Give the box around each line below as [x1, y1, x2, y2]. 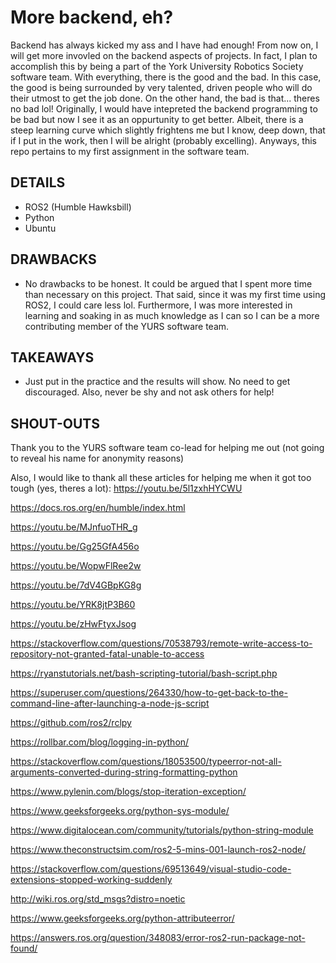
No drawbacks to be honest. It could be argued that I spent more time [24, 277, 313, 290]
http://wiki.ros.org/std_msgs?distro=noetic [10, 893, 186, 905]
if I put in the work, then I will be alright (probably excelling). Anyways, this [10, 134, 318, 146]
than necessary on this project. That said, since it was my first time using [24, 288, 326, 300]
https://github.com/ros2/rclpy [10, 717, 132, 729]
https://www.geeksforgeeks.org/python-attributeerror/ [10, 912, 235, 925]
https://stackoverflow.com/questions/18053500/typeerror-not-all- [10, 756, 282, 768]
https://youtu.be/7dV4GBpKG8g [10, 579, 142, 591]
